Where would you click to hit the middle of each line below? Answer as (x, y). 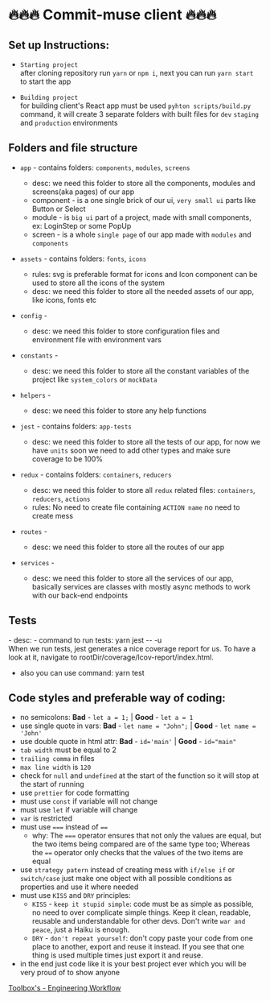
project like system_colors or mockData (94, 379)
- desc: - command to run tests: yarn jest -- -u (85, 640)
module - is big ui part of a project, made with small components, (141, 217)
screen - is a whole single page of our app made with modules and (141, 234)
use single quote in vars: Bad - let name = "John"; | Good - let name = (138, 726)
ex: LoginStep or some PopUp (82, 225)
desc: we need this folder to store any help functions (119, 410)
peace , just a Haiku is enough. (81, 930)
